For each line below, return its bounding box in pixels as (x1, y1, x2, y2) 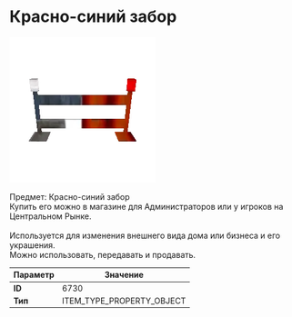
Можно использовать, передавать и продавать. (9, 249, 196, 260)
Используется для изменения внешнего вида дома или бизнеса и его (9, 230, 280, 241)
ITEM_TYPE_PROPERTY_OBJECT (62, 295, 186, 306)
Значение (104, 270, 144, 281)
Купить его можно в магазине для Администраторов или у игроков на (9, 201, 284, 212)
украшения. (9, 239, 56, 251)
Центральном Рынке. (9, 211, 92, 222)
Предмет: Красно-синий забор (9, 191, 130, 202)
